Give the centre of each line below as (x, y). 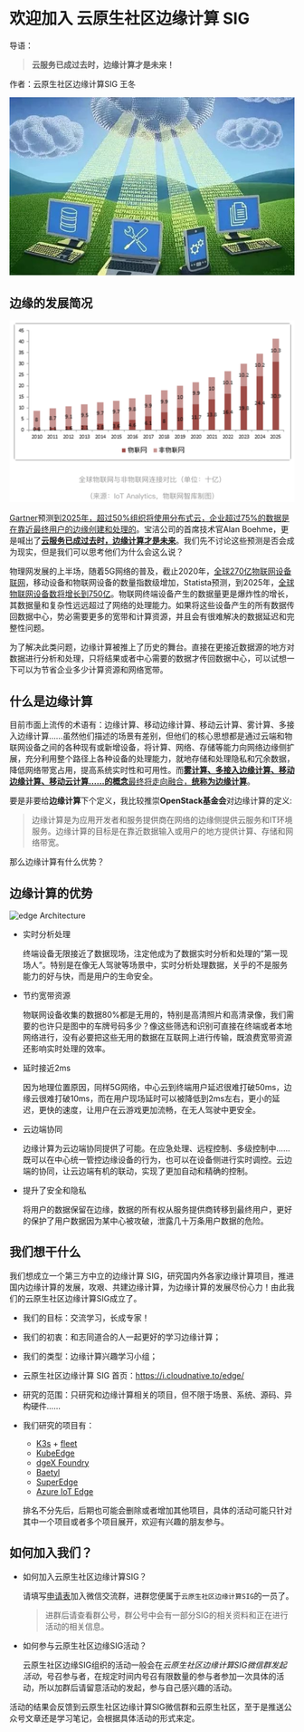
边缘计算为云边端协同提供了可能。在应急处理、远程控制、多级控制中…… (156, 1148)
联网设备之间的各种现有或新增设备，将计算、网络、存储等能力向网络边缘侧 (148, 748)
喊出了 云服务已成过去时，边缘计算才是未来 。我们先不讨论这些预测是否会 (152, 541)
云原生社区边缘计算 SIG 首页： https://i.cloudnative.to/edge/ (133, 1375)
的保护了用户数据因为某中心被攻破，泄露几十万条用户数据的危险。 (145, 1221)
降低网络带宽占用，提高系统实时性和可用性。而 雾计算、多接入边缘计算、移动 (152, 770)
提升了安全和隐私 (54, 1190)
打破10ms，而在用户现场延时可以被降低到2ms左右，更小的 (163, 1098)
